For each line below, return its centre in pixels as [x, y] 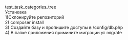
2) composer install [24, 22]
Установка [16, 12]
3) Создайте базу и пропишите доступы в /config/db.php [64, 27]
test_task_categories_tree [31, 7]
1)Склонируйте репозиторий [35, 17]
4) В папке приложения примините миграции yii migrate [64, 33]
